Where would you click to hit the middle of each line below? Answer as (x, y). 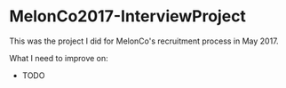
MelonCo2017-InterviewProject (128, 16)
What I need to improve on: (59, 58)
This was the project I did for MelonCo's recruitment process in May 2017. (144, 41)
